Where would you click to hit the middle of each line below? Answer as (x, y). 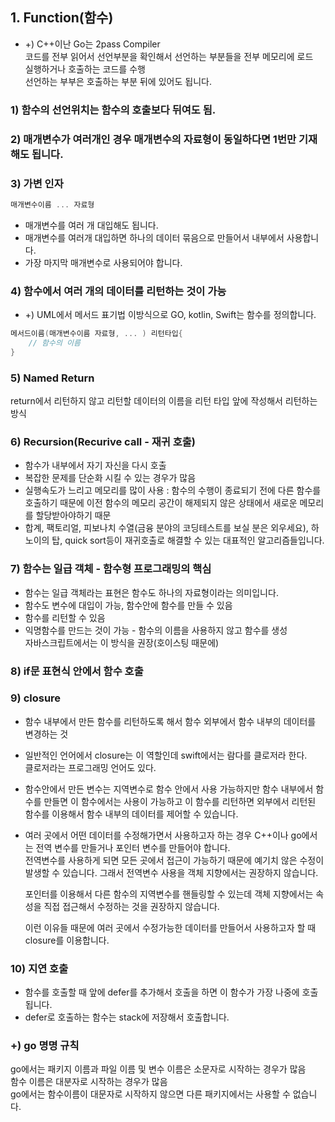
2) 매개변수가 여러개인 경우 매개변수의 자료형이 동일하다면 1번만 (153, 139)
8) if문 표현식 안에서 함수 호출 (77, 671)
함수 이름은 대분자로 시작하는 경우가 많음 (89, 1082)
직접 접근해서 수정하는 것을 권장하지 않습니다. (131, 906)
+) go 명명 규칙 (45, 1046)
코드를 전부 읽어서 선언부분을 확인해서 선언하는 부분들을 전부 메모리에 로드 (169, 56)
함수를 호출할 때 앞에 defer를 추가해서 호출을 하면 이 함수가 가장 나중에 (162, 992)
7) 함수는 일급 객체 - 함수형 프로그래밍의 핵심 (111, 569)
